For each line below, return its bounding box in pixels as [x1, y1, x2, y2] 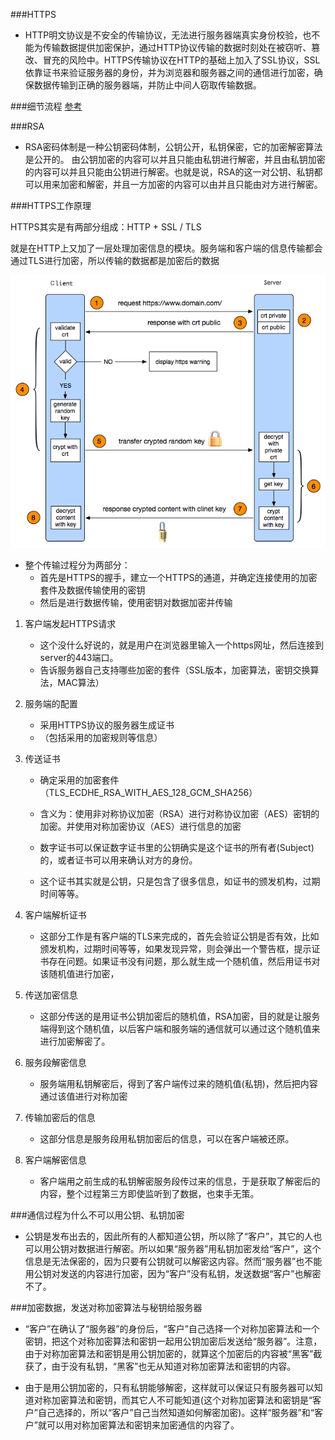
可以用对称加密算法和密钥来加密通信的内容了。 [46, 1419, 240, 1431]
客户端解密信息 [24, 1154, 87, 1166]
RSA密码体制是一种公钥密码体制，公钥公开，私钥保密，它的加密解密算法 [24, 141, 323, 153]
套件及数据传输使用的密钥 [39, 584, 146, 596]
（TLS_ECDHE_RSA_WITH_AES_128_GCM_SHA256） [39, 786, 258, 798]
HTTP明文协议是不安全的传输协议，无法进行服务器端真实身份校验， [24, 29, 303, 41]
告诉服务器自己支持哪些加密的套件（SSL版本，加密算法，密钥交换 [39, 664, 311, 676]
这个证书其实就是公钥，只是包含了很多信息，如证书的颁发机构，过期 [39, 875, 321, 887]
